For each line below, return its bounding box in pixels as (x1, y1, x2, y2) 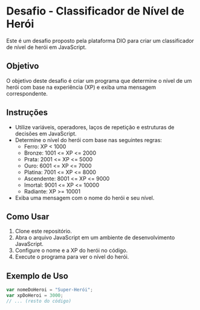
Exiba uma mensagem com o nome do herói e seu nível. (15, 194, 155, 201)
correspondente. (6, 89, 48, 97)
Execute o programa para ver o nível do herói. (15, 253, 129, 260)
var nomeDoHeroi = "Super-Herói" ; (6, 287, 94, 293)
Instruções (6, 108, 48, 118)
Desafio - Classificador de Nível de (6, 4, 185, 18)
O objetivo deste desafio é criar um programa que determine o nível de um (6, 77, 192, 84)
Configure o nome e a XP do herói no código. (15, 247, 128, 254)
